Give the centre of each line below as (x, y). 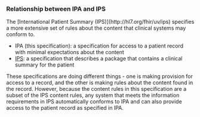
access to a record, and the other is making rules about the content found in (100, 83)
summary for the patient (44, 65)
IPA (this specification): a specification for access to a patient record (99, 46)
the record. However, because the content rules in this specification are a (96, 89)
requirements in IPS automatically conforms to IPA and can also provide (94, 102)
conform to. (21, 34)
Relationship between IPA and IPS (56, 9)
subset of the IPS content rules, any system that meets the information (93, 95)
